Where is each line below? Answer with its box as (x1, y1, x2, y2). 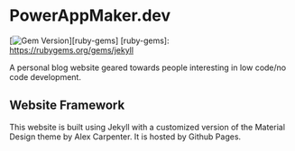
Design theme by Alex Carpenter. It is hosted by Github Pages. (9, 131, 242, 142)
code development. (9, 71, 81, 82)
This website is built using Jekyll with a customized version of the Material (9, 121, 286, 132)
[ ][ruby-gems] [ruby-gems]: (9, 35, 170, 46)
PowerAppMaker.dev (9, 5, 171, 26)
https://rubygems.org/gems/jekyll (9, 44, 134, 55)
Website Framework (9, 98, 125, 113)
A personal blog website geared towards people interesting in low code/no (9, 62, 287, 73)
